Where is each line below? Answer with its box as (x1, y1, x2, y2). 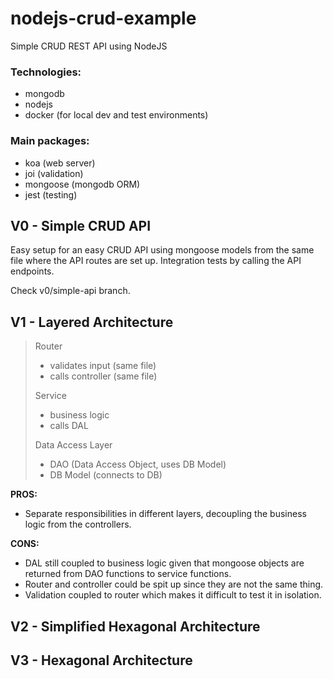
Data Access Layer (34, 439, 113, 451)
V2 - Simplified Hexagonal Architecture (10, 618, 261, 635)
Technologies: (10, 65, 82, 79)
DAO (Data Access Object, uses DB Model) (49, 458, 227, 471)
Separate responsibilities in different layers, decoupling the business (24, 508, 307, 520)
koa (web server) (24, 157, 96, 169)
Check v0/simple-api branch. (10, 285, 131, 297)
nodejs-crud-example (10, 7, 197, 30)
